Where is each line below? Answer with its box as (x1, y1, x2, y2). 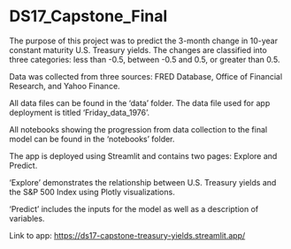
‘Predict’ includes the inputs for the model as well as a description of (9, 203, 259, 214)
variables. (9, 213, 45, 223)
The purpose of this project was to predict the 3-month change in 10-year (9, 35, 279, 46)
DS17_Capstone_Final (9, 6, 168, 26)
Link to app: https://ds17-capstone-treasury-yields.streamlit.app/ (9, 230, 246, 240)
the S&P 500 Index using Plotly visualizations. (9, 186, 175, 197)
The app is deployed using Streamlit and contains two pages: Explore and (9, 150, 278, 161)
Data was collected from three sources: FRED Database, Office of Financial (9, 71, 283, 81)
